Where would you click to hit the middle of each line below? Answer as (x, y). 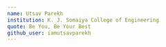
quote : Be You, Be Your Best (49, 26)
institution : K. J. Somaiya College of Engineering (83, 20)
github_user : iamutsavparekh (49, 33)
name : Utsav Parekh (35, 13)
